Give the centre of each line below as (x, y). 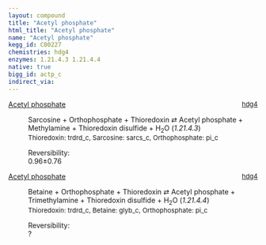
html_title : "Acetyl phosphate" (61, 30)
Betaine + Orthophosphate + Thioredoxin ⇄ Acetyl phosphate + (132, 192)
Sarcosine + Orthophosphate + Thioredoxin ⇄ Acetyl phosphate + (136, 119)
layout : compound (37, 15)
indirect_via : (32, 81)
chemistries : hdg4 (38, 52)
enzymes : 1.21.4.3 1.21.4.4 (55, 60)
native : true (30, 67)
